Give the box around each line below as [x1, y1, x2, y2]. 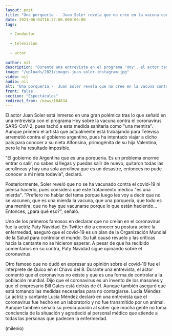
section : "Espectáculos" [5, 93, 58, 98]
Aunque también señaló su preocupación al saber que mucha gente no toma [5, 305, 167, 311]
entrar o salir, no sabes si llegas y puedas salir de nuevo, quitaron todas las [5, 160, 164, 167]
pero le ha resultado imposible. [5, 145, 71, 151]
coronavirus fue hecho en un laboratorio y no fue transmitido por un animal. [5, 299, 165, 305]
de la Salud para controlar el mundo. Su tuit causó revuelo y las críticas [5, 234, 156, 241]
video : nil [5, 74, 29, 80]
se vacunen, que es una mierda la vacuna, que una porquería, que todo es [5, 197, 162, 204]
